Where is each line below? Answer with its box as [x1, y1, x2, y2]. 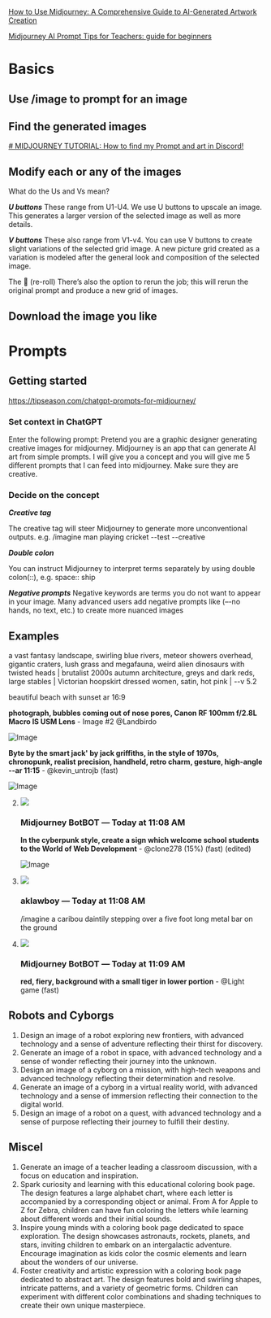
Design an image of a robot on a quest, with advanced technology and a [19, 1108, 262, 1118]
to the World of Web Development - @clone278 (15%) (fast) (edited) [19, 844, 252, 853]
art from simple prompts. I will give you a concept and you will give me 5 [8, 452, 251, 461]
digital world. [19, 1099, 64, 1109]
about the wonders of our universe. [19, 1257, 139, 1267]
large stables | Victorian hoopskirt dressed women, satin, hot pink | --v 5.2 [8, 677, 257, 686]
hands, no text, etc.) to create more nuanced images [8, 605, 184, 615]
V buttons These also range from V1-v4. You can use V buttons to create [8, 235, 253, 245]
